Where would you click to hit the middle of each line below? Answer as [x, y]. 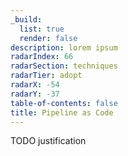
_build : [26, 19]
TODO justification [48, 141]
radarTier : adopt [46, 76]
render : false [48, 38]
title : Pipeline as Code [62, 112]
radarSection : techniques [64, 66]
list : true [42, 29]
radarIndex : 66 [42, 57]
